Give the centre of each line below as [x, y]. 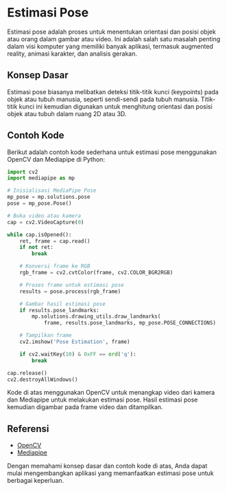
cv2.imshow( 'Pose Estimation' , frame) [75, 342]
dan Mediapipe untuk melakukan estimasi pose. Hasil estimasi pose [103, 400]
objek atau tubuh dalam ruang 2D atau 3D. [67, 113]
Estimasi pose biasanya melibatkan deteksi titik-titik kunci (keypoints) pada [113, 91]
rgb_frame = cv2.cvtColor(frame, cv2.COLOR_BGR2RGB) [96, 273]
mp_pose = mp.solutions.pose [49, 197]
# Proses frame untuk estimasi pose [72, 285]
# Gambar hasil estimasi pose [63, 304]
